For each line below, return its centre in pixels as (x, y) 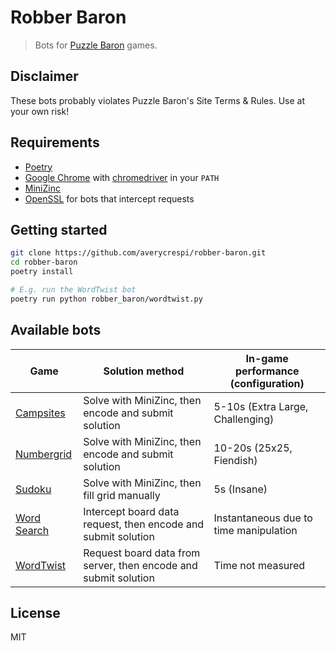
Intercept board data (131, 511)
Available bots (56, 330)
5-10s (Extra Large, (261, 406)
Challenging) (244, 419)
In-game (267, 358)
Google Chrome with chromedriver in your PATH (122, 177)
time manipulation (255, 530)
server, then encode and (140, 565)
